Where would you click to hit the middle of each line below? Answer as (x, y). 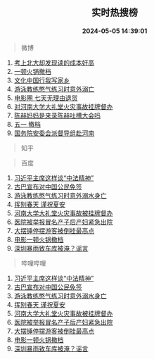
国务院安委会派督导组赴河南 (54, 133)
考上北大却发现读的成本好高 (54, 63)
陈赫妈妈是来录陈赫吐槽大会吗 (57, 115)
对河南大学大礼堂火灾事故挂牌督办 (63, 106)
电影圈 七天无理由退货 (46, 98)
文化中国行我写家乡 (42, 80)
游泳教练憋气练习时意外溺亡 (54, 89)
